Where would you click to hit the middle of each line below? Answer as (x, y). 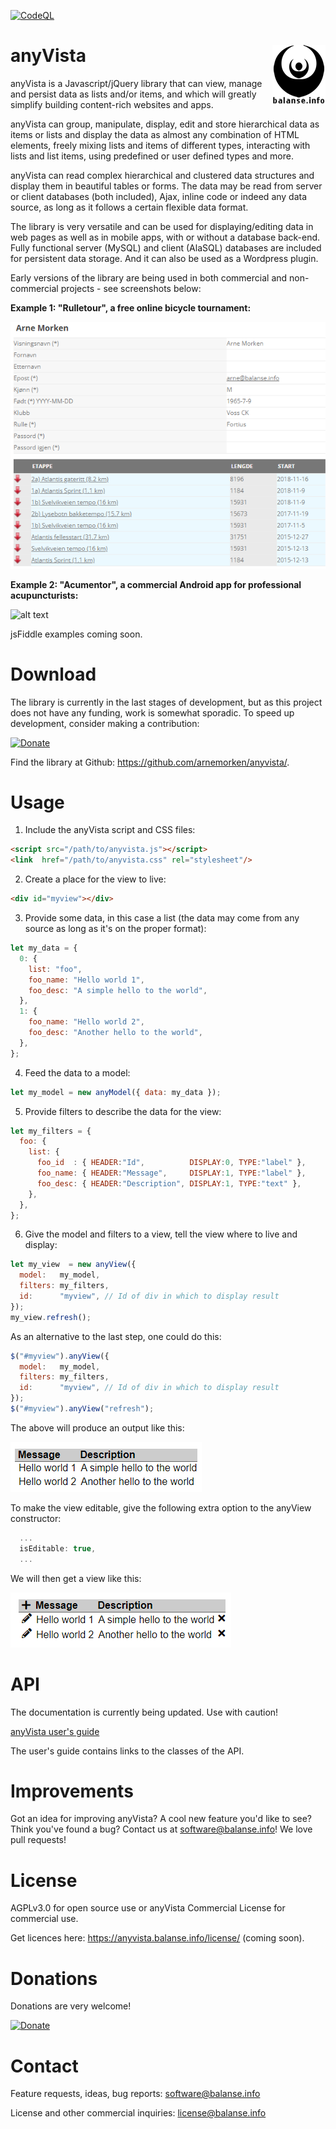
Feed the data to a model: (77, 1072)
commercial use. (44, 1919)
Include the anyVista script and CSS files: (110, 830)
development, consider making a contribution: (105, 723)
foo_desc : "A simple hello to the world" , (118, 990)
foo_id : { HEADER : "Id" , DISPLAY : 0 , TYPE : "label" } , (171, 1163)
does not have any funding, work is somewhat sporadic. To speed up (152, 712)
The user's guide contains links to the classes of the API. (127, 1751)
